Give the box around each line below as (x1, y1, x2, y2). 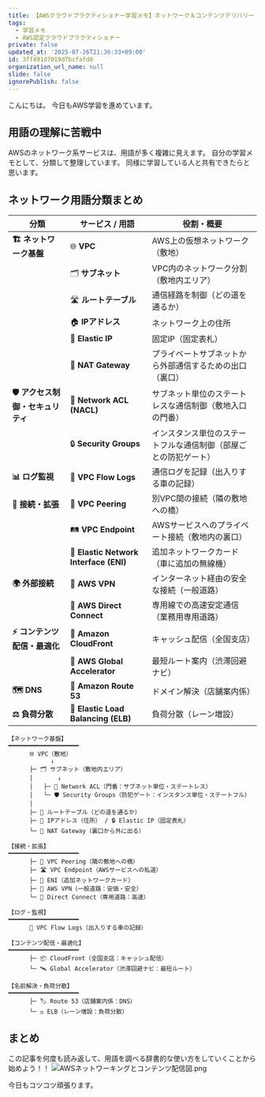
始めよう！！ (8, 1063, 50, 1073)
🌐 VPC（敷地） (28, 750, 73, 758)
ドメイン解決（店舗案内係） (151, 686, 255, 697)
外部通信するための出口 (159, 360, 247, 371)
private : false (8, 41, 58, 49)
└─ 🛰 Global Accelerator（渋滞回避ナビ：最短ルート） (28, 965, 196, 973)
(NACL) (69, 404, 99, 415)
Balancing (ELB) (69, 713, 132, 724)
